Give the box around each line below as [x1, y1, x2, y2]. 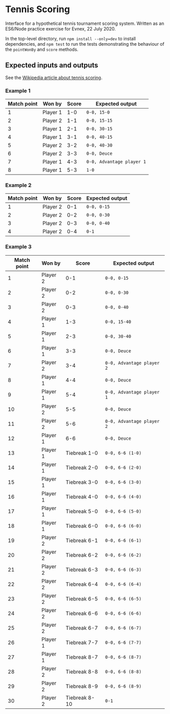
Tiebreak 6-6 [65, 610, 98, 617]
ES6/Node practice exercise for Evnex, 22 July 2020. [5, 25, 116, 31]
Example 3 [5, 243, 32, 251]
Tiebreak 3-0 [65, 478, 98, 485]
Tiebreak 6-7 [65, 624, 98, 631]
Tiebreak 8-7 [65, 653, 98, 660]
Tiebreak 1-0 [65, 449, 98, 456]
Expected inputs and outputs [5, 61, 99, 69]
